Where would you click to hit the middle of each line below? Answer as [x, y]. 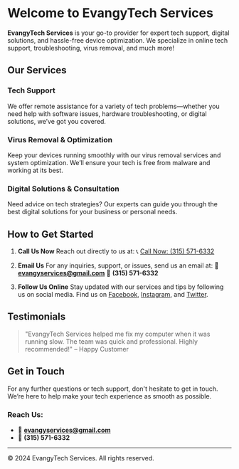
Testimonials [37, 317]
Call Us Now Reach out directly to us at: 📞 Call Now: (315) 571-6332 [116, 251]
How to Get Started [51, 234]
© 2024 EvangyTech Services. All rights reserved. [81, 458]
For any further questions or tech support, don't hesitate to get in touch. [113, 389]
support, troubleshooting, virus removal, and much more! [91, 48]
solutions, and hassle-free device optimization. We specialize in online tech [118, 40]
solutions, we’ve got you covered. [57, 121]
